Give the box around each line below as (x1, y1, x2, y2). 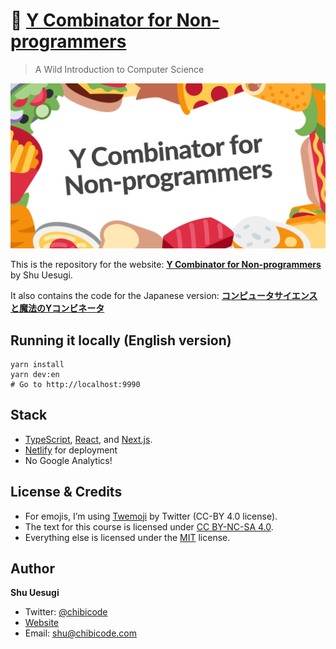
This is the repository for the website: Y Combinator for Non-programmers (10, 259, 322, 271)
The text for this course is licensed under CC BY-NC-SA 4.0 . (24, 520, 274, 533)
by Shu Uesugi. (10, 269, 73, 281)
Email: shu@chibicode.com (24, 627, 138, 639)
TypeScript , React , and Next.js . (24, 433, 153, 445)
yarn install (10, 360, 65, 370)
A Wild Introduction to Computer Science (34, 63, 205, 75)
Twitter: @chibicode (24, 606, 108, 618)
